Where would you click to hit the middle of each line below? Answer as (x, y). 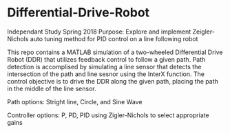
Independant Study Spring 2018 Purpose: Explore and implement (99, 32)
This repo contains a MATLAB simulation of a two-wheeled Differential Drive (115, 52)
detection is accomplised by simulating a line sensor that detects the (104, 66)
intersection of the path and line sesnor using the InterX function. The (106, 74)
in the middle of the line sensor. (52, 88)
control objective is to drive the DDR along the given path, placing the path (113, 81)
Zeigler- (204, 32)
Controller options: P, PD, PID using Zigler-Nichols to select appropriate (108, 115)
